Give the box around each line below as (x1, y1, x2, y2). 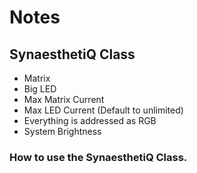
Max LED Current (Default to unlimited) (23, 104, 184, 116)
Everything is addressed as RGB (23, 115, 157, 126)
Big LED (23, 83, 57, 95)
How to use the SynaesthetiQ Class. (9, 150, 188, 164)
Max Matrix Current (23, 94, 105, 105)
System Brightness (23, 126, 102, 137)
